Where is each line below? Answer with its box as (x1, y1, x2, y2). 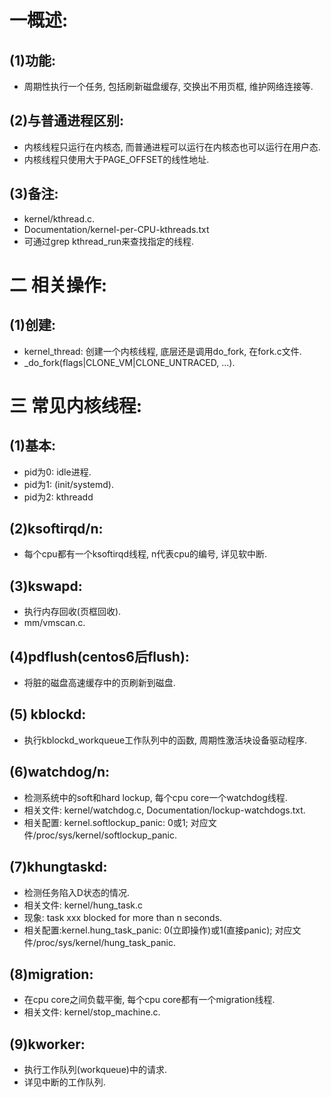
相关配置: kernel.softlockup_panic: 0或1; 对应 (23, 816, 209, 828)
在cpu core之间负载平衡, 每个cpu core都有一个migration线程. (23, 994, 276, 1006)
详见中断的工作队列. (23, 1076, 106, 1088)
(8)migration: (9, 966, 94, 983)
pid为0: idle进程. (23, 466, 92, 478)
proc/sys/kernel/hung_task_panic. (35, 936, 176, 948)
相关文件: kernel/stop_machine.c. (23, 1006, 161, 1018)
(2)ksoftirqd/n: (9, 521, 104, 538)
